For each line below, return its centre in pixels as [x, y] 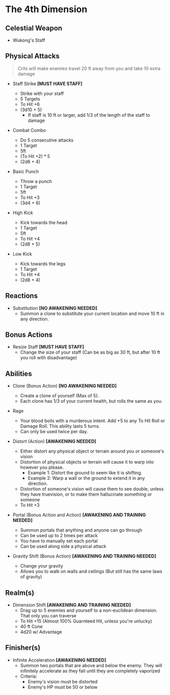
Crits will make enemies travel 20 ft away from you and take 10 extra [89, 68]
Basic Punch [26, 171]
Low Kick [22, 254]
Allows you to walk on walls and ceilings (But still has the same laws [91, 571]
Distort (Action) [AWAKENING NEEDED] [54, 441]
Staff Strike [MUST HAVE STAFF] [47, 83]
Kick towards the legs [43, 264]
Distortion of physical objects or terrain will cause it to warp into [87, 462]
